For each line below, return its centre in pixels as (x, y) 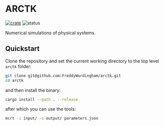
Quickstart (23, 49)
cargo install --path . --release (42, 100)
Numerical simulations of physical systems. (50, 33)
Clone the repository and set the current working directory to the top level (82, 61)
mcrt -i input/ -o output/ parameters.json (52, 118)
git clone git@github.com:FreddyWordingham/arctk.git (63, 76)
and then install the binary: (33, 90)
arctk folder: (18, 66)
